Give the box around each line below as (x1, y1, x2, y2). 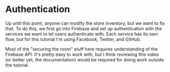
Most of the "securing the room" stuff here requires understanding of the (5, 46, 158, 52)
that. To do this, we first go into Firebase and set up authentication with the (5, 25, 162, 31)
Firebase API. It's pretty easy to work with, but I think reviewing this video (5, 51, 159, 57)
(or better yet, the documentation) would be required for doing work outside (5, 56, 164, 62)
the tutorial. (5, 62, 29, 68)
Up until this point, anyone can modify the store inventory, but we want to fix (5, 20, 165, 26)
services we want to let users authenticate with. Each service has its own (5, 31, 158, 37)
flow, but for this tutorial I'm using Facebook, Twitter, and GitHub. (5, 36, 141, 42)
